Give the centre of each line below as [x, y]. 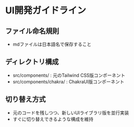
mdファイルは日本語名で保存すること [52, 44]
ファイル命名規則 [32, 31]
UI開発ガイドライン [46, 10]
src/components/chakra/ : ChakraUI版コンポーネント [68, 81]
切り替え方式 [26, 100]
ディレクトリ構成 [32, 62]
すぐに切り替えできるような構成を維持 [53, 119]
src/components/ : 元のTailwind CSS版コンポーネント [69, 75]
